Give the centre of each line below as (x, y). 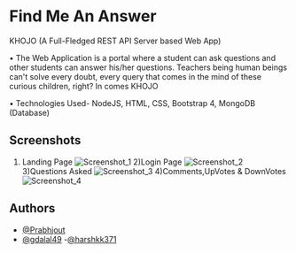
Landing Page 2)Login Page (102, 162)
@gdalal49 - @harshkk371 (69, 239)
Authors (32, 208)
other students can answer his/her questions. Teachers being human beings (148, 67)
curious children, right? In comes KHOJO (84, 86)
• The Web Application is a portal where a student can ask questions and (143, 57)
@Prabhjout (43, 230)
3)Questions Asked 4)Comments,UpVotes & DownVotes (154, 171)
